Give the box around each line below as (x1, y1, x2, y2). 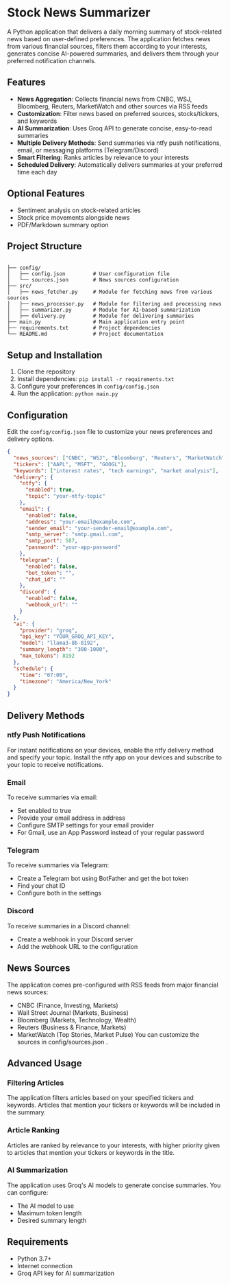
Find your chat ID (16, 882, 66, 890)
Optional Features (7, 187, 86, 200)
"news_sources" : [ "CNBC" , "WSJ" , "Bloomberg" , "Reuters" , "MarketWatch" (13, 455, 225, 461)
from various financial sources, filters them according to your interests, (7, 42, 207, 50)
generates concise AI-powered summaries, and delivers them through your (7, 49, 219, 58)
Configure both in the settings (16, 889, 101, 897)
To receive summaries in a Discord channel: (7, 921, 131, 930)
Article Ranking (7, 1125, 60, 1135)
